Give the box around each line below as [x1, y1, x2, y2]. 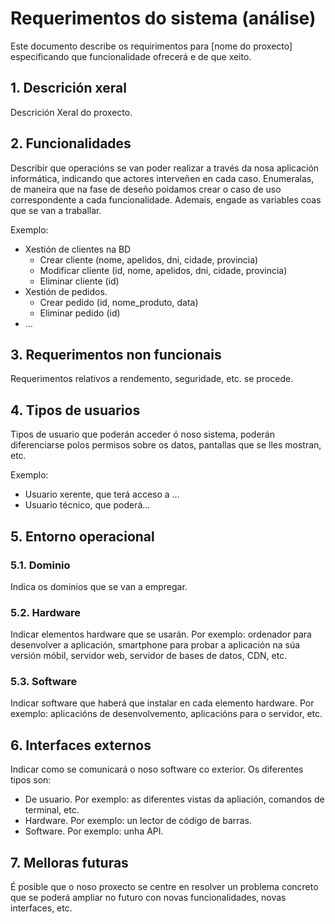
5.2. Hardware [10, 605, 82, 619]
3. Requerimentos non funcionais [10, 346, 222, 363]
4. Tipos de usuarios [10, 402, 141, 419]
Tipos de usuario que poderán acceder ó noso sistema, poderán [10, 428, 275, 441]
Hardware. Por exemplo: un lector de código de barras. [24, 815, 252, 827]
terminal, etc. [24, 804, 80, 816]
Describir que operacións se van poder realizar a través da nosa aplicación [10, 162, 320, 174]
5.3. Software [10, 675, 78, 689]
